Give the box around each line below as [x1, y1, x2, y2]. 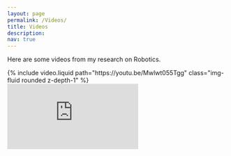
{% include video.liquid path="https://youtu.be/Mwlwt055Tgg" [7, 69, 187, 77]
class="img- [188, 69, 225, 77]
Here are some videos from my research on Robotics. [7, 55, 161, 63]
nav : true [7, 36, 36, 43]
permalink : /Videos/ [7, 17, 68, 24]
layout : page [7, 10, 45, 17]
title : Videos [7, 23, 49, 30]
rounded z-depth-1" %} [21, 76, 89, 84]
